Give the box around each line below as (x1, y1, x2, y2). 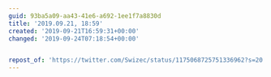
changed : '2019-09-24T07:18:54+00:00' (8, 34, 140, 43)
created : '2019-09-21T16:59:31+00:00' (8, 27, 140, 35)
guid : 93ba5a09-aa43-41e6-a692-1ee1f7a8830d (8, 11, 161, 20)
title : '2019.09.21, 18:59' (8, 19, 104, 28)
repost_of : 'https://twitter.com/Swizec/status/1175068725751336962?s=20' (8, 56, 267, 65)
